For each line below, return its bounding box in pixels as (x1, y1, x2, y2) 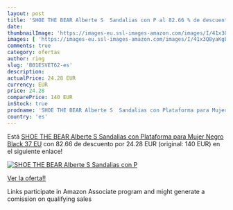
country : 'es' (7, 113, 49, 120)
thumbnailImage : (7, 29, 54, 37)
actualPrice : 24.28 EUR (7, 74, 76, 82)
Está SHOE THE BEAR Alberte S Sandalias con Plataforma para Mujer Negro (7, 132, 224, 141)
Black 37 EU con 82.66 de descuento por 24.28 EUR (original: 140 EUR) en (7, 139, 221, 148)
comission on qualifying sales (7, 195, 92, 203)
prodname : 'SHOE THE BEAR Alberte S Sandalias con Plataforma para (7, 107, 209, 114)
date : (7, 23, 23, 30)
